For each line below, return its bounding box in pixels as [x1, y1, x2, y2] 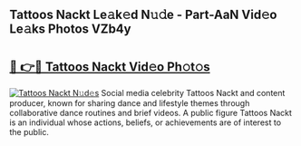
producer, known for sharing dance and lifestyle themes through [9, 98, 250, 108]
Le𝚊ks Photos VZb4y [9, 22, 131, 37]
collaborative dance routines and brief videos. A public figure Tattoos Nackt [9, 108, 293, 118]
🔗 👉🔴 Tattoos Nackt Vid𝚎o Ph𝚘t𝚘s [9, 59, 210, 74]
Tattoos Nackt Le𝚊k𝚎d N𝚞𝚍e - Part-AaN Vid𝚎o [9, 7, 277, 23]
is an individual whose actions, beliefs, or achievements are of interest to [9, 117, 282, 128]
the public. [9, 127, 50, 137]
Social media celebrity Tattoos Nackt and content [101, 88, 286, 98]
